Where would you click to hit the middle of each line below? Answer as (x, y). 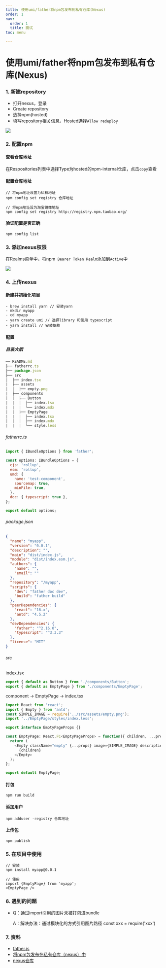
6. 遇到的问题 (21, 901)
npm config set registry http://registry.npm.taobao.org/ (66, 212)
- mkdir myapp (20, 311)
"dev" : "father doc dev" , (41, 591)
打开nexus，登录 (30, 104)
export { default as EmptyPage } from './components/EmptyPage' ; (74, 686)
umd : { (17, 474)
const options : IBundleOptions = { (42, 461)
